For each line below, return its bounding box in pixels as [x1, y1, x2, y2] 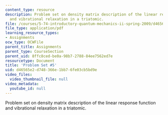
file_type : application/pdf [5, 26, 64, 31]
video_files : [5, 72, 32, 77]
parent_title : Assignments [5, 44, 61, 49]
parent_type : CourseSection [5, 49, 64, 54]
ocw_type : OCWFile [5, 40, 43, 45]
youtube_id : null [9, 86, 46, 91]
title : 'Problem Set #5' [5, 63, 57, 68]
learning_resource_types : [5, 30, 59, 35]
